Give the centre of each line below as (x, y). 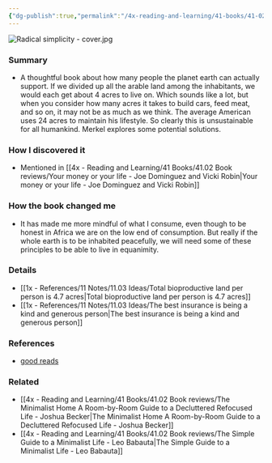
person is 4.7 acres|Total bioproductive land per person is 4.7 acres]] (135, 296)
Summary (28, 60)
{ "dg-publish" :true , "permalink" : (65, 16)
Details (23, 270)
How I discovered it (47, 150)
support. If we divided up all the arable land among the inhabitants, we (138, 86)
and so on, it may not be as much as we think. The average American (135, 112)
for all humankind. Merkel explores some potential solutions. (120, 129)
